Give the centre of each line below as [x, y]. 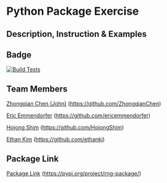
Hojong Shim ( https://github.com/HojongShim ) [65, 128]
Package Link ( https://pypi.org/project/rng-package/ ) [74, 174]
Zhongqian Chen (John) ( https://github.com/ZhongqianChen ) [84, 104]
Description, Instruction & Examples [77, 34]
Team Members [37, 89]
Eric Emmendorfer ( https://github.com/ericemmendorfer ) [79, 115]
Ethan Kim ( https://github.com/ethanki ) [56, 139]
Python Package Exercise [73, 11]
